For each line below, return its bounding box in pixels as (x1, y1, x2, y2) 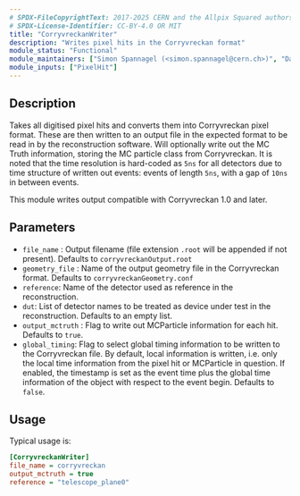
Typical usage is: (9, 435, 71, 447)
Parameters (9, 220, 76, 235)
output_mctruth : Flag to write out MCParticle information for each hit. (21, 319, 279, 331)
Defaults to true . (21, 329, 83, 340)
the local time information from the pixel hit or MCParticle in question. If (21, 357, 286, 368)
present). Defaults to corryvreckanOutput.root (21, 253, 193, 264)
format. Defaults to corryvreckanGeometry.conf (21, 272, 194, 282)
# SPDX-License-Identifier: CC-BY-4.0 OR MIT (9, 21, 181, 30)
